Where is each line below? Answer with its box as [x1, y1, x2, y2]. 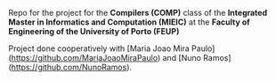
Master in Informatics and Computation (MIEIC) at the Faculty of [8, 17, 250, 27]
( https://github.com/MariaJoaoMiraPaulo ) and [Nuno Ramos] [8, 53, 232, 63]
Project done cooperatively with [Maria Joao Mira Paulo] [8, 43, 215, 54]
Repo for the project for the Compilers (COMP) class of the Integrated [8, 8, 268, 18]
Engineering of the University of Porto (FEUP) [8, 26, 180, 36]
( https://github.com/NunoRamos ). [8, 62, 133, 72]
